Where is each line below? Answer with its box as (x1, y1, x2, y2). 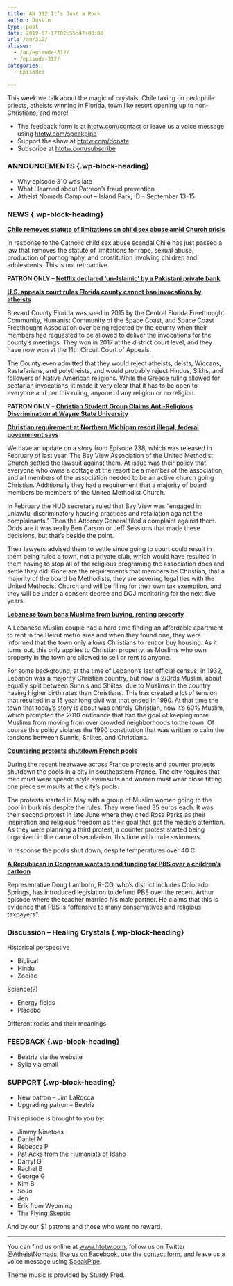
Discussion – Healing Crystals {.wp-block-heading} (7, 928, 185, 937)
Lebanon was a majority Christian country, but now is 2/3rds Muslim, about (7, 674, 222, 683)
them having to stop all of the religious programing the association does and (7, 559, 225, 568)
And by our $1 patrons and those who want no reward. (7, 1222, 163, 1230)
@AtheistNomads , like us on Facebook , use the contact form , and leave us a (7, 1250, 225, 1258)
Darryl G (17, 1157, 42, 1166)
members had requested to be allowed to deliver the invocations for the (7, 331, 212, 340)
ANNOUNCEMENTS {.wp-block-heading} (7, 161, 150, 171)
